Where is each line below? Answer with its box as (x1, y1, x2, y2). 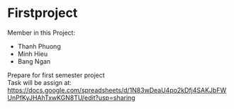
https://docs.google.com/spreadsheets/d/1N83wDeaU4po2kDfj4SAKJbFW (7, 86, 227, 94)
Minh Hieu (17, 50, 48, 58)
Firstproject (7, 5, 78, 21)
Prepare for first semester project (7, 71, 105, 79)
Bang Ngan (17, 57, 51, 65)
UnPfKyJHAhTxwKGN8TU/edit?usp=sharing (7, 93, 136, 102)
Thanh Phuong (17, 42, 62, 50)
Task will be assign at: (7, 78, 72, 86)
